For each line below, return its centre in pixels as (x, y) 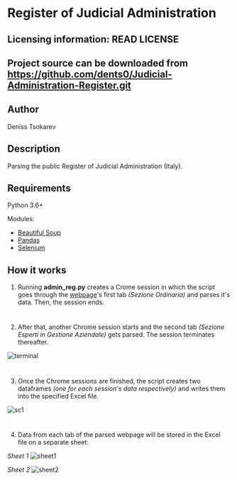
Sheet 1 (18, 456)
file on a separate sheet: (53, 442)
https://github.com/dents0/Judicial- (90, 74)
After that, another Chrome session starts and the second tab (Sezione (121, 327)
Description (34, 149)
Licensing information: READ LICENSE (93, 39)
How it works (37, 270)
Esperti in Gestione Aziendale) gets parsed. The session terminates (116, 335)
